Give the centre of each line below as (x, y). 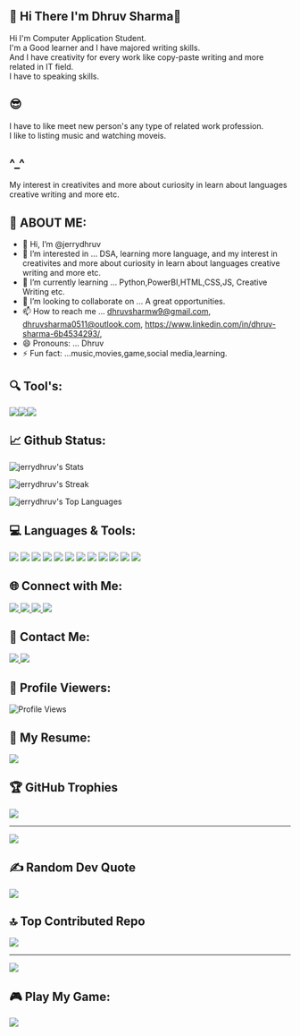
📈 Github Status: (58, 441)
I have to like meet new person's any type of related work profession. (137, 125)
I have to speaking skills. (54, 76)
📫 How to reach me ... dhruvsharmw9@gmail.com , (117, 312)
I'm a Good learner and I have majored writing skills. (105, 47)
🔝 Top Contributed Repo (77, 921)
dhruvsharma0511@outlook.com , (83, 324)
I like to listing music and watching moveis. (88, 135)
